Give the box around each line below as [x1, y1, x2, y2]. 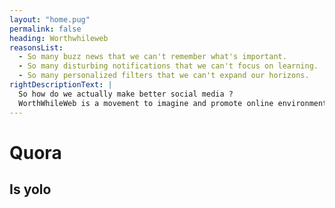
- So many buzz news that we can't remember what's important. [18, 52, 287, 62]
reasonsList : [9, 42, 64, 53]
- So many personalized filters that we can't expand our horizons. [18, 71, 310, 81]
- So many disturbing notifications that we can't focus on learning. [18, 61, 319, 71]
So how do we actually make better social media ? [18, 89, 234, 99]
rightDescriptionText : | [9, 80, 113, 90]
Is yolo [9, 181, 52, 198]
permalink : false [9, 24, 82, 34]
